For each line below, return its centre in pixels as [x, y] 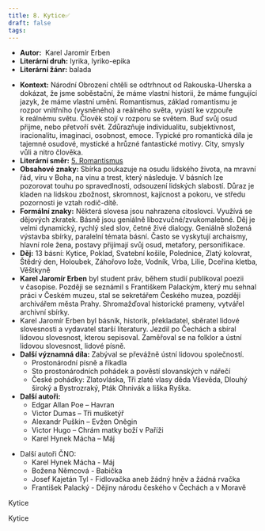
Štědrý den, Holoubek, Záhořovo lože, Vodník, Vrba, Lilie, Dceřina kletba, [138, 262]
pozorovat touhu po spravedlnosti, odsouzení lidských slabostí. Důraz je [137, 186]
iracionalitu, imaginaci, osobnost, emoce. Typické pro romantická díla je [136, 136]
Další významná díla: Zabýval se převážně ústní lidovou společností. [132, 354]
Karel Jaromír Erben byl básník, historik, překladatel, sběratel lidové [129, 321]
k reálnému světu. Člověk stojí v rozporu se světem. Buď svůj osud [128, 119]
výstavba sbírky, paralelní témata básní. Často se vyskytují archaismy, [133, 237]
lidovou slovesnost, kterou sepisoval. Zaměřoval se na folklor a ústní [131, 338]
